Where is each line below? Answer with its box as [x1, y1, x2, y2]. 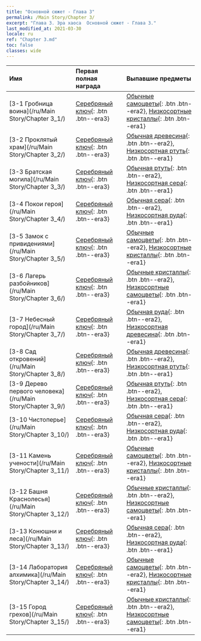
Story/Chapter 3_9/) [9, 402, 66, 410]
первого [9, 387, 33, 395]
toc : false [6, 43, 33, 49]
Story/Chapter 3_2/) [9, 150, 66, 159]
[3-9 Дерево [9, 379, 48, 388]
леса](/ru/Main [9, 534, 52, 543]
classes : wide [6, 48, 42, 54]
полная [75, 74, 98, 83]
